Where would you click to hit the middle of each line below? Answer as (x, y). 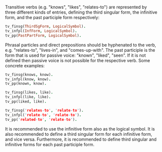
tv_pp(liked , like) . (26, 102)
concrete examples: (25, 65)
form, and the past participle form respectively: (52, 17)
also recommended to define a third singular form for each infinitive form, (79, 134)
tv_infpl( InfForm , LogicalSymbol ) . (41, 31)
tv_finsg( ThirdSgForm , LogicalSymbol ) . (45, 26)
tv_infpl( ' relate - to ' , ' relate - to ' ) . (43, 115)
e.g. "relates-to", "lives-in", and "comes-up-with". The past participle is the (80, 50)
